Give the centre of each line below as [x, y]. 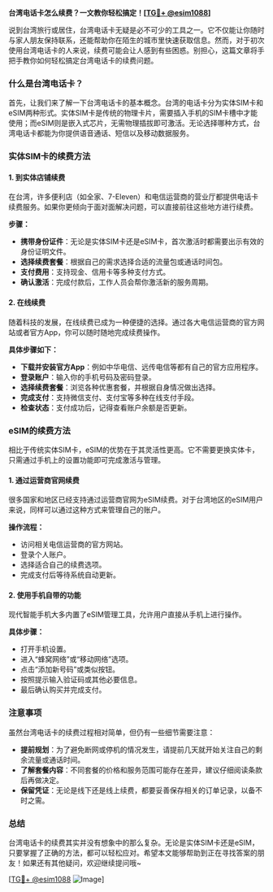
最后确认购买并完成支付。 [63, 690]
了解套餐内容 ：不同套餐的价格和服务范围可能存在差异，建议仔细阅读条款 [141, 770]
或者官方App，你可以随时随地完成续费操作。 [90, 332]
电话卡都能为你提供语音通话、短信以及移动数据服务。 [104, 133]
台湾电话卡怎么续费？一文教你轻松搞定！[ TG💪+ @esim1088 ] [110, 13]
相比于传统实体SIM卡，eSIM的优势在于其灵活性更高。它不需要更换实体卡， [134, 450]
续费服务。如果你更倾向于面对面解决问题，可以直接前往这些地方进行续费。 [133, 207]
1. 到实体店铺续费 [37, 177]
